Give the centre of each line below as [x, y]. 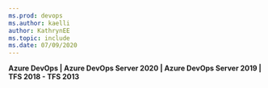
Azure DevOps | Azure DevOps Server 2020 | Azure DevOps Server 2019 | [135, 68]
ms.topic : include [39, 38]
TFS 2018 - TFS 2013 [44, 77]
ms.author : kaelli [39, 23]
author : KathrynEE [39, 30]
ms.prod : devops [36, 16]
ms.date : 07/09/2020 [43, 46]
